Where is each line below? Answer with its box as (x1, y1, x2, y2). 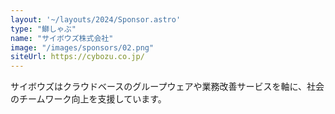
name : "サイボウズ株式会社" (10, 33, 114, 43)
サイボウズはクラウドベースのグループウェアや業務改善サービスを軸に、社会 (10, 81, 325, 93)
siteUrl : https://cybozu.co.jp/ (10, 52, 145, 62)
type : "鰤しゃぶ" (10, 24, 77, 34)
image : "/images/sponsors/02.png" (10, 42, 155, 53)
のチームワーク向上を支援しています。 (10, 93, 167, 105)
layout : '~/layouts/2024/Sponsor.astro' (10, 14, 182, 25)
